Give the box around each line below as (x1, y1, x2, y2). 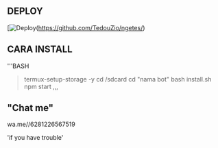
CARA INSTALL (7, 44, 73, 56)
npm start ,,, (23, 82, 58, 90)
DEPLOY (7, 5, 43, 17)
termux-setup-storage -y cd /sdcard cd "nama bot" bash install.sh (23, 75, 212, 83)
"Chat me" (7, 102, 53, 114)
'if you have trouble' (7, 134, 64, 142)
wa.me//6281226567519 (7, 120, 75, 129)
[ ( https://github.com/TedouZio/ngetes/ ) (7, 23, 145, 32)
